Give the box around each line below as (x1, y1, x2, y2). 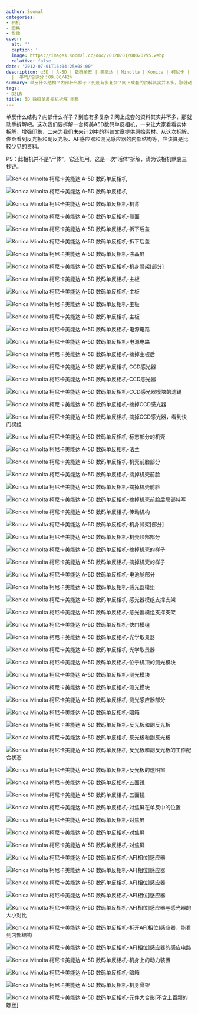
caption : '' (11, 47, 41, 53)
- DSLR (6, 91, 22, 97)
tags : (6, 85, 19, 91)
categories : (6, 14, 35, 20)
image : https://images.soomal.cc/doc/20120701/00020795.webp (11, 52, 165, 58)
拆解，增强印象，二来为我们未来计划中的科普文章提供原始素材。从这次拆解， (6, 128, 192, 135)
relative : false (11, 58, 51, 64)
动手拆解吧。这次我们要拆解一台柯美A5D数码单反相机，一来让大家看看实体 (6, 120, 187, 127)
